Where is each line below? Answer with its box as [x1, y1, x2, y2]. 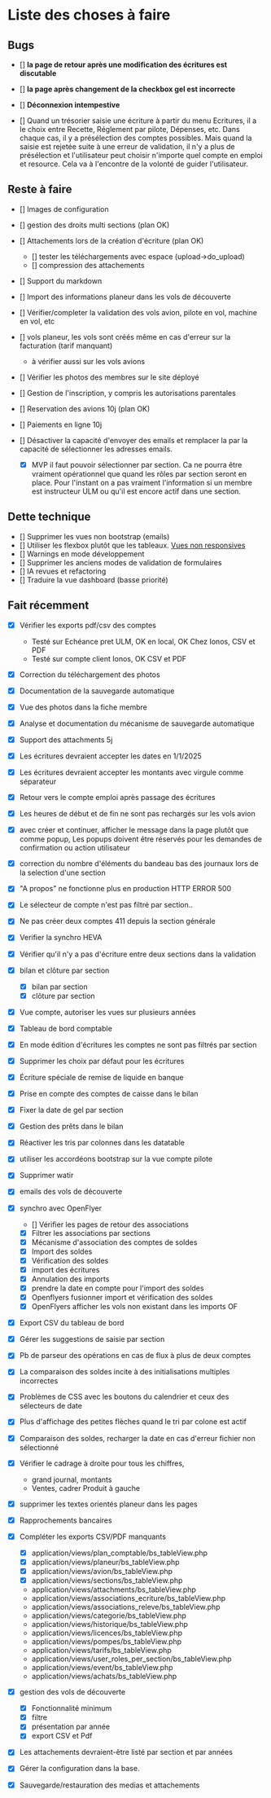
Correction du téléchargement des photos [19, 670, 160, 679]
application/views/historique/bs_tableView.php [31, 1620, 188, 1629]
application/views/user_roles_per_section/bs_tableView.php [31, 1654, 233, 1664]
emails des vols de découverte [19, 1187, 123, 1197]
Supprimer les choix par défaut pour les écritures [19, 1056, 185, 1066]
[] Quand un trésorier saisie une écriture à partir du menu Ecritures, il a [19, 116, 257, 125]
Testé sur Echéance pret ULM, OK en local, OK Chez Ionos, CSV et [31, 636, 256, 646]
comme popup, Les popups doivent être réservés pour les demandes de [19, 834, 262, 844]
